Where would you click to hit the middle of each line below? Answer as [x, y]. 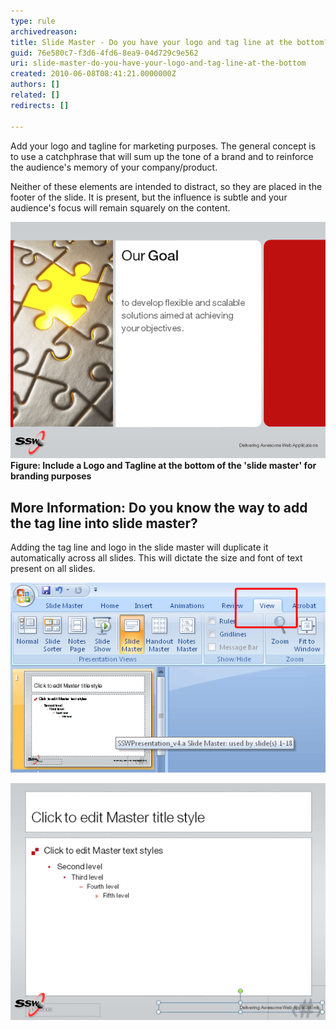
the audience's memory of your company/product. [114, 167]
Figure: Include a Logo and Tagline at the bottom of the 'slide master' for [163, 466]
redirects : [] [40, 105]
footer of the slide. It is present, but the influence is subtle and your [149, 197]
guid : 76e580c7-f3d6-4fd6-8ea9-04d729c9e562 [104, 53]
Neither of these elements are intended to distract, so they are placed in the [166, 186]
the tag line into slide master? [104, 523]
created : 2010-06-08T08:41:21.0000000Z [93, 74]
